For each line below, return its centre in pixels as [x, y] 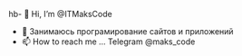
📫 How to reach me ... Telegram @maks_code [108, 42]
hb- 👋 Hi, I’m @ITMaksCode [60, 14]
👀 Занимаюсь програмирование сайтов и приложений [127, 31]
